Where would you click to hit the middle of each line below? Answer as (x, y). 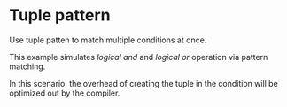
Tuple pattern (60, 15)
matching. (27, 66)
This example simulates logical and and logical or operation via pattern (139, 57)
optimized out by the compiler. (65, 93)
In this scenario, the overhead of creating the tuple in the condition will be (144, 83)
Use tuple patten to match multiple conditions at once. (108, 40)
